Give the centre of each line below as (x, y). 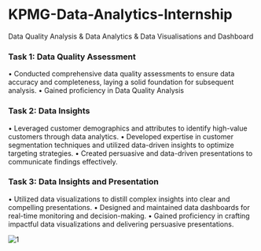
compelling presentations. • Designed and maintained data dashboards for (129, 207)
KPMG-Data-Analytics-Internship (120, 15)
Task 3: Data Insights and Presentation (83, 182)
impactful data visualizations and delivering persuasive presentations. (121, 224)
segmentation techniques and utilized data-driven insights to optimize (121, 145)
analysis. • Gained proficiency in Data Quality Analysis (96, 90)
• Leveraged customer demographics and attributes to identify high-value (128, 128)
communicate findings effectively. (63, 161)
